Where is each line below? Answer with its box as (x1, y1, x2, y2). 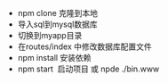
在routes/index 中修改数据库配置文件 (17, 41, 153, 52)
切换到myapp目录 (17, 30, 83, 40)
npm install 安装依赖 (17, 53, 92, 62)
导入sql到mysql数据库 (17, 19, 98, 29)
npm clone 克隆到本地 (17, 8, 98, 18)
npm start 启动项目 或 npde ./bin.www (17, 63, 160, 74)
